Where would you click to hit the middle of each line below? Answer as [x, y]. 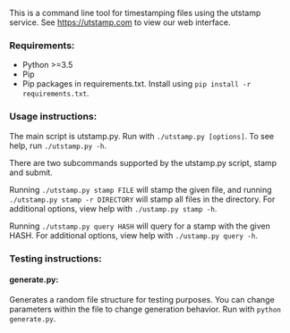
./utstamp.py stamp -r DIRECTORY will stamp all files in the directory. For [142, 199]
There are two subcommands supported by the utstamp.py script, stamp [143, 162]
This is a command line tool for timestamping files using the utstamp [135, 13]
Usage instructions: [53, 117]
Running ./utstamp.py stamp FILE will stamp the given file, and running [141, 189]
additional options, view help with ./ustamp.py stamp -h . [113, 208]
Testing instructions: [55, 258]
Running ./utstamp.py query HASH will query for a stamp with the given [140, 226]
